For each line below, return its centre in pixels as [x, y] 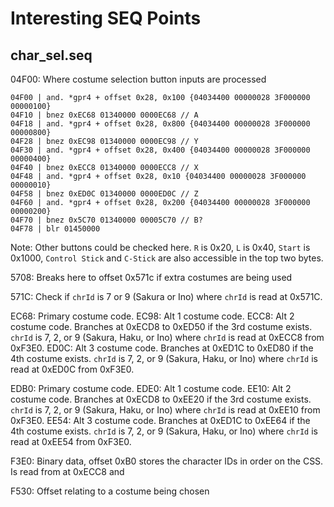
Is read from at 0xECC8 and [67, 471]
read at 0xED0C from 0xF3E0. [72, 369]
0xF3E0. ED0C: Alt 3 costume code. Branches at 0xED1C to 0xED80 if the [162, 348]
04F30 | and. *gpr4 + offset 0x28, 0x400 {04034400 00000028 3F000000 [160, 150]
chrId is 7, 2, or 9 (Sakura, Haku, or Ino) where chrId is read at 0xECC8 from [167, 337]
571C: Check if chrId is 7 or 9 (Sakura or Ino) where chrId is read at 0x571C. [166, 296]
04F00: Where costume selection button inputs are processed [138, 79]
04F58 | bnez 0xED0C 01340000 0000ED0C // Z [104, 194]
